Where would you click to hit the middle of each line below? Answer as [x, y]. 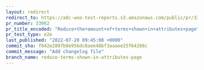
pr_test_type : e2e [29, 35]
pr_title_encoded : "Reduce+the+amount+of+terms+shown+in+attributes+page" [103, 29]
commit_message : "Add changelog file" [55, 52]
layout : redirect [28, 12]
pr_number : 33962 [28, 23]
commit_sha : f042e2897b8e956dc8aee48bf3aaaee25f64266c [77, 46]
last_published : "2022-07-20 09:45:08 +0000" [64, 40]
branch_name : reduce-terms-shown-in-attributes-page [74, 57]
